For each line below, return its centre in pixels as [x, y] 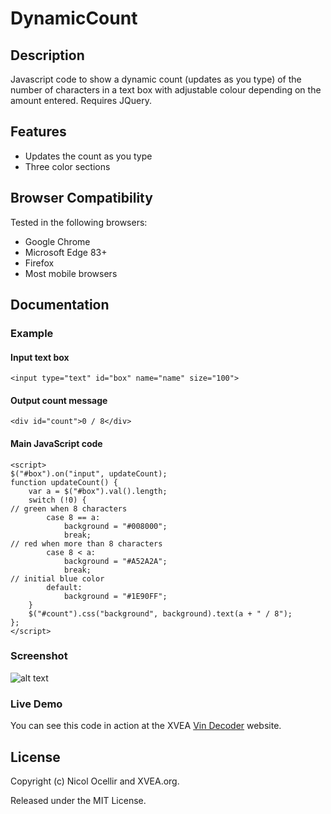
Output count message [59, 400]
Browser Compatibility [81, 198]
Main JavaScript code [56, 443]
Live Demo [36, 704]
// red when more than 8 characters [86, 543]
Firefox [39, 263]
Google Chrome [57, 241]
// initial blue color [57, 578]
